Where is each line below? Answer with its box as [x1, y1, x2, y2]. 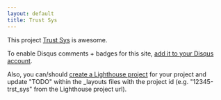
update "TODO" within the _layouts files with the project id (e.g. [7, 77, 189, 85]
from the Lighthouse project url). [33, 85, 127, 93]
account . [7, 56, 33, 65]
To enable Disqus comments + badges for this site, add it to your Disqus [7, 49, 214, 58]
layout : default [7, 10, 54, 17]
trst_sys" [7, 85, 33, 93]
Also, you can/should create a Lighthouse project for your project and [7, 70, 207, 78]
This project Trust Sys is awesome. [7, 35, 108, 44]
